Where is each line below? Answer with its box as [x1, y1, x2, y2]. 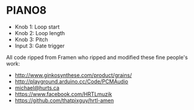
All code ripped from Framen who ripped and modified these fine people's [6, 54, 188, 61]
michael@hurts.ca [14, 84, 60, 91]
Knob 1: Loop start [14, 23, 60, 30]
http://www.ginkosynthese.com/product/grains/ [14, 71, 132, 78]
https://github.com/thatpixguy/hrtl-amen [14, 96, 114, 104]
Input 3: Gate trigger [14, 42, 65, 49]
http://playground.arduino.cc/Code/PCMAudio [14, 78, 129, 85]
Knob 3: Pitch [14, 36, 49, 43]
